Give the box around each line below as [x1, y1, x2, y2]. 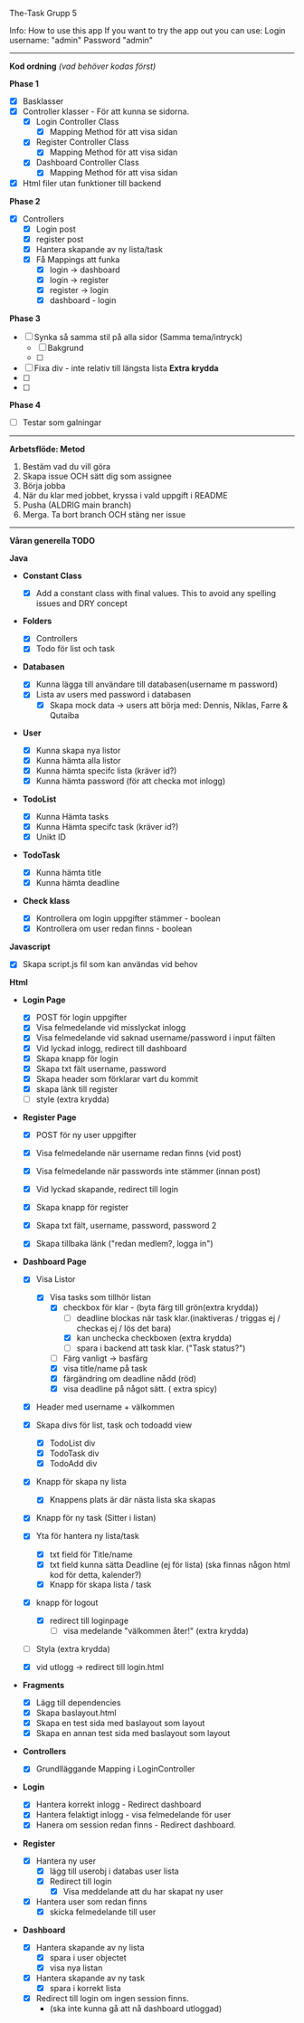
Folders [22, 615, 52, 627]
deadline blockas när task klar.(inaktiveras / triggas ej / [76, 1312, 280, 1324]
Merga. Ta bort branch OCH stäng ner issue [22, 509, 186, 520]
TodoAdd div [49, 1458, 98, 1469]
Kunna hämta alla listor [35, 755, 121, 765]
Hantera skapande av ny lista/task [35, 243, 163, 254]
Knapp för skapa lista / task [49, 1579, 152, 1590]
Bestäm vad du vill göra [22, 461, 111, 472]
